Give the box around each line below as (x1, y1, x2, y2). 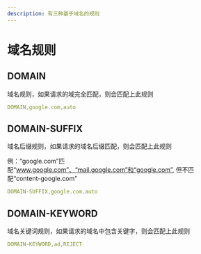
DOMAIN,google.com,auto (7, 104, 77, 111)
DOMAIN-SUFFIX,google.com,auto (7, 189, 98, 196)
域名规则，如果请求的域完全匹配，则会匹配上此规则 (7, 90, 154, 98)
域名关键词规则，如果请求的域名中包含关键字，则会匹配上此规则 (7, 227, 190, 235)
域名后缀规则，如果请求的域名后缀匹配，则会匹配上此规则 (7, 142, 172, 150)
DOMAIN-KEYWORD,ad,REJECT (7, 241, 82, 248)
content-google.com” (16, 175, 78, 183)
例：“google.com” (7, 157, 59, 166)
